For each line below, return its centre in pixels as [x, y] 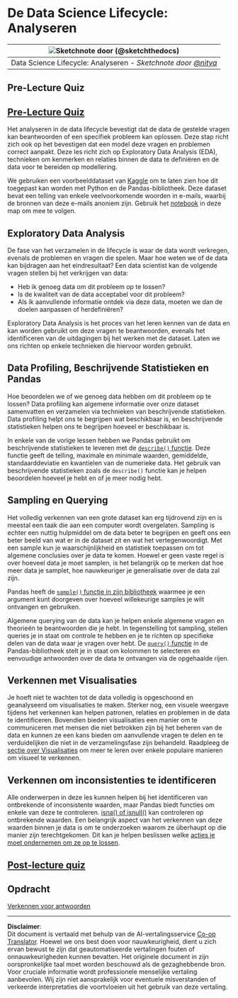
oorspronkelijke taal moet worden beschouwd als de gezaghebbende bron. [117, 965]
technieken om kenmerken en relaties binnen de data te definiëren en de [113, 159]
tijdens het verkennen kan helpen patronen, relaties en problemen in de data [119, 712]
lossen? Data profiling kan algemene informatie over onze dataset [103, 403]
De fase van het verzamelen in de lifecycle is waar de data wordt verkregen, [118, 250]
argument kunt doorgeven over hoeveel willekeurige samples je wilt [106, 599]
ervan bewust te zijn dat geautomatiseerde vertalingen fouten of [101, 949]
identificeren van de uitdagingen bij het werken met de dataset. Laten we [114, 338]
